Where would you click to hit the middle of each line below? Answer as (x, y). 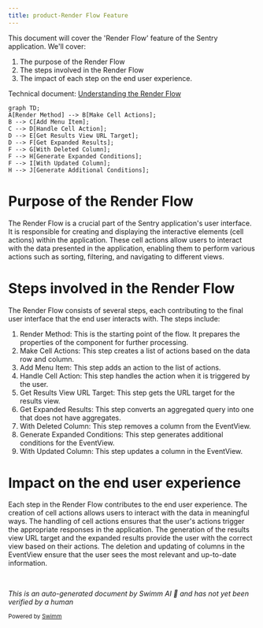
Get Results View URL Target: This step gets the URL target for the (127, 392)
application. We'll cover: (47, 46)
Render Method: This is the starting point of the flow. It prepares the (130, 334)
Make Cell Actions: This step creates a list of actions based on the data (135, 351)
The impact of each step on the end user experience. (106, 78)
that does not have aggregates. (70, 418)
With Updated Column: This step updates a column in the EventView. (131, 451)
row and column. (47, 359)
